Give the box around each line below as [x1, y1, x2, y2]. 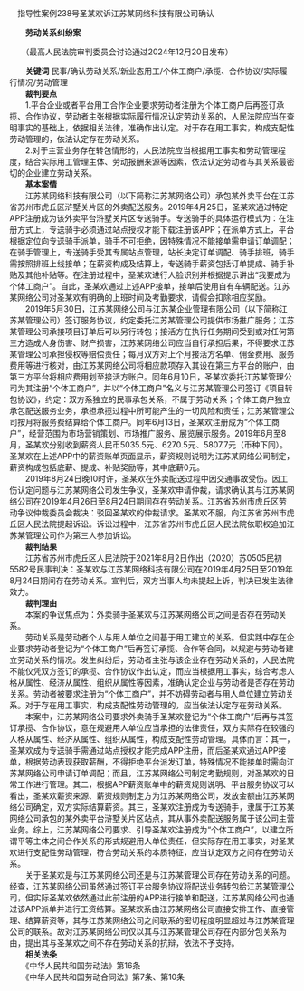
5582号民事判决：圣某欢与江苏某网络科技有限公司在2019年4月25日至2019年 [9, 564, 294, 574]
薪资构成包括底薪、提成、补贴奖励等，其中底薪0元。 [9, 462, 205, 473]
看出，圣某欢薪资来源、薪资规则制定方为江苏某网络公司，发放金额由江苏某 [9, 791, 287, 801]
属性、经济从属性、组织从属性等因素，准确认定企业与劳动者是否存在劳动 [24, 678, 295, 688]
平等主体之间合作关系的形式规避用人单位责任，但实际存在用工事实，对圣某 [16, 836, 295, 846]
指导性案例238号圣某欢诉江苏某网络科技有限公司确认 [16, 8, 214, 18]
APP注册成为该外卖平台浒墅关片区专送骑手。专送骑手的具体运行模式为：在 [9, 213, 287, 224]
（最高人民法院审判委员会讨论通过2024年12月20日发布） [24, 46, 233, 57]
